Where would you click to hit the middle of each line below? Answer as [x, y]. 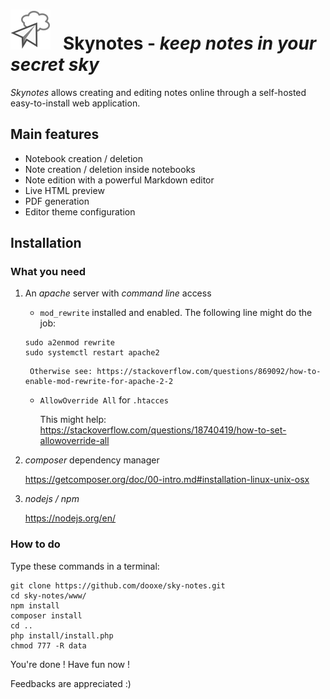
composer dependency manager [92, 460]
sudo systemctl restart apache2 [92, 353]
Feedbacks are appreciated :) [71, 683]
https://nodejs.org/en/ [70, 518]
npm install [35, 605]
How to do [35, 544]
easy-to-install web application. [75, 103]
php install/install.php [62, 635]
